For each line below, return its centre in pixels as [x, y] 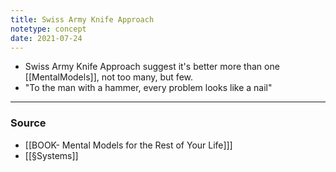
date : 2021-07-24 [46, 38]
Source [28, 123]
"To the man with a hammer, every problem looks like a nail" [148, 88]
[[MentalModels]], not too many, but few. [109, 77]
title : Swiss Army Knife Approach [82, 19]
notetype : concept [48, 29]
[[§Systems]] [51, 155]
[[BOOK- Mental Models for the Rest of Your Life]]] [128, 145]
